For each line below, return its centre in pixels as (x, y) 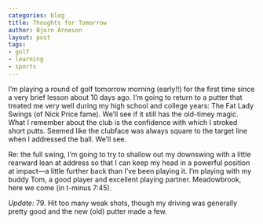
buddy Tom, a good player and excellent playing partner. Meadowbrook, (125, 179)
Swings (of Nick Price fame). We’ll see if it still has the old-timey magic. (123, 114)
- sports (22, 67)
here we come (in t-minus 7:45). (60, 187)
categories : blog (37, 15)
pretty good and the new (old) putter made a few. (88, 211)
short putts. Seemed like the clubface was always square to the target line (128, 130)
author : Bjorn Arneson (45, 30)
